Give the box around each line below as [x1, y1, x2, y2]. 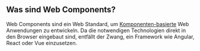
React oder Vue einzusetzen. [6, 39, 78, 46]
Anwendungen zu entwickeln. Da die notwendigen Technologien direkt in [6, 27, 186, 34]
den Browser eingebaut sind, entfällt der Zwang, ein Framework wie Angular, [6, 33, 195, 40]
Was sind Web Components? [6, 5, 116, 15]
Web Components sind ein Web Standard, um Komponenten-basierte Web [6, 20, 189, 27]
